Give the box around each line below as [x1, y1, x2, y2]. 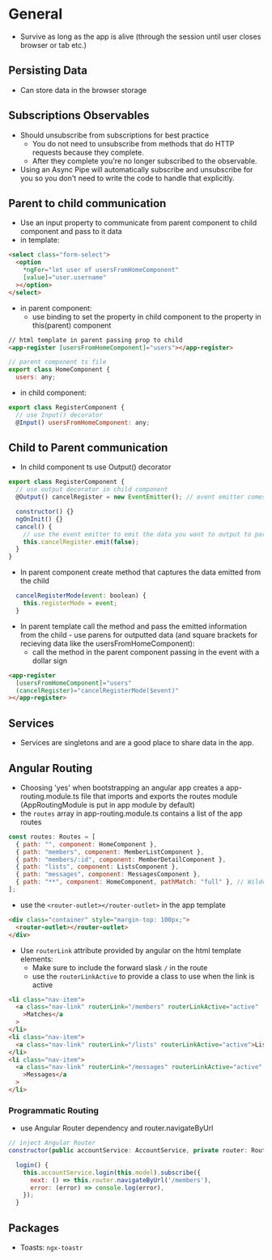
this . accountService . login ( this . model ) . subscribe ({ [23, 1169, 201, 1177]
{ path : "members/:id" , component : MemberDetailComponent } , [15, 855, 227, 863]
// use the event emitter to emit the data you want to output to [23, 530, 252, 538]
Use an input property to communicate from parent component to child [19, 218, 257, 227]
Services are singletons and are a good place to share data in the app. [19, 738, 254, 748]
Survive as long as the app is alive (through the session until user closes [19, 32, 261, 41]
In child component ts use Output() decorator [19, 462, 172, 472]
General [8, 5, 63, 23]
